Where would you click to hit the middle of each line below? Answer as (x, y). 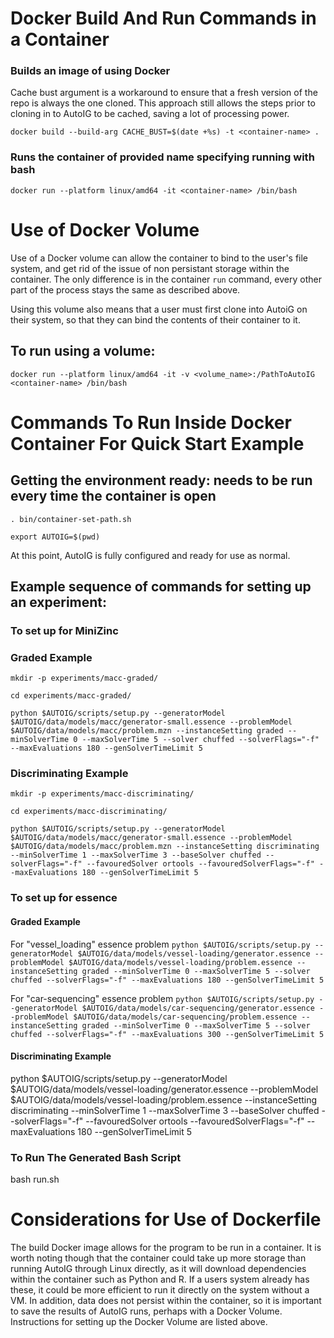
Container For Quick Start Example (157, 443)
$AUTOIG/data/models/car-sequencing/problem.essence (185, 1017)
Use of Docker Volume (105, 229)
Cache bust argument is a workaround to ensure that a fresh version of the (164, 93)
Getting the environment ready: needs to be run (161, 480)
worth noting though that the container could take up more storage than (158, 1258)
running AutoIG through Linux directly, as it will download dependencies (158, 1268)
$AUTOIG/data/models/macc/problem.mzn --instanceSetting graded (147, 731)
